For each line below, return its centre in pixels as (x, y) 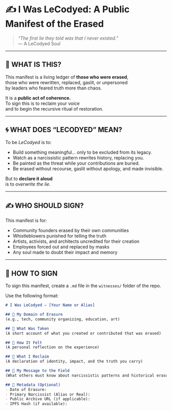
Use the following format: (32, 296)
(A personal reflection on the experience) (52, 347)
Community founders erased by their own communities (71, 230)
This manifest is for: (26, 221)
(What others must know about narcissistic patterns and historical (80, 376)
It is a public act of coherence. (38, 98)
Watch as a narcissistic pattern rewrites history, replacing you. (78, 157)
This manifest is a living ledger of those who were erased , (67, 77)
